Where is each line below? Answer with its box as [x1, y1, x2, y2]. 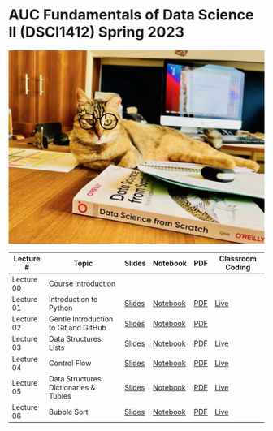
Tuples [48, 391, 71, 401]
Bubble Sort [48, 407, 89, 416]
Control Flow [48, 359, 92, 369]
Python [48, 303, 73, 312]
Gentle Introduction [48, 314, 114, 324]
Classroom [219, 254, 258, 264]
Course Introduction [48, 278, 116, 289]
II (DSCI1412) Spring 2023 [8, 23, 184, 41]
